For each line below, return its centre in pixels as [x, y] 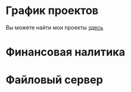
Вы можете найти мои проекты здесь [55, 27]
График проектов [52, 11]
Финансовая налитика [65, 52]
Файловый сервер [55, 80]
